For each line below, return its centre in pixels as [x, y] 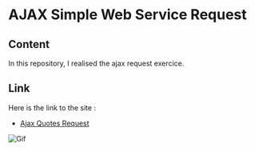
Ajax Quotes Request [54, 123]
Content [29, 44]
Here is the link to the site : [52, 107]
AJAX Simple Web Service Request [128, 15]
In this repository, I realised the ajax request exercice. [96, 63]
